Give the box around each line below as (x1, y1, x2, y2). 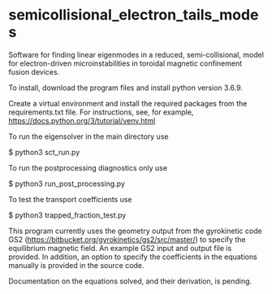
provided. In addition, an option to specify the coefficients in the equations (8, 252, 257, 262)
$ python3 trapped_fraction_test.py (8, 210, 127, 220)
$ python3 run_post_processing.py (8, 179, 126, 188)
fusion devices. (8, 67, 60, 76)
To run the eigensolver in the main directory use (8, 132, 169, 141)
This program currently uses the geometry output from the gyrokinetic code (8, 226, 262, 236)
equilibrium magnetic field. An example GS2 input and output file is (8, 243, 232, 253)
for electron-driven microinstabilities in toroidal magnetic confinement (8, 58, 243, 68)
